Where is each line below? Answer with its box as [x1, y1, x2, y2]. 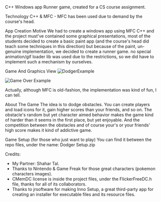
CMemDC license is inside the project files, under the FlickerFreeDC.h [12, 176, 152, 182]
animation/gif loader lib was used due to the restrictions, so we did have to [5, 54, 154, 60]
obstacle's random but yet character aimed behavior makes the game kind [5, 112, 154, 118]
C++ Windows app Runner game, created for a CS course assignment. [5, 4, 146, 10]
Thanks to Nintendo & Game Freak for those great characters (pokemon [12, 166, 156, 171]
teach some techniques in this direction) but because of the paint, [5, 44, 137, 49]
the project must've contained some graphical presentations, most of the [5, 33, 151, 39]
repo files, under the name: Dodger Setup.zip [5, 142, 96, 147]
